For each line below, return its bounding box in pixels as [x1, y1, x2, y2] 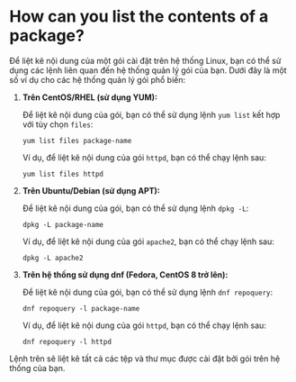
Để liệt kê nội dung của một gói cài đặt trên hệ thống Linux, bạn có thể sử [9, 55, 282, 66]
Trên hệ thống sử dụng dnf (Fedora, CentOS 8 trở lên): [22, 268, 229, 280]
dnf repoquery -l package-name [22, 304, 140, 313]
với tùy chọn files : [22, 119, 94, 130]
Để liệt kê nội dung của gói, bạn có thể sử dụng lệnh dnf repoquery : [22, 286, 274, 297]
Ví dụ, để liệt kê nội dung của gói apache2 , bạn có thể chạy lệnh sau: [22, 236, 274, 247]
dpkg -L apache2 [22, 253, 84, 262]
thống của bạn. [9, 362, 66, 373]
